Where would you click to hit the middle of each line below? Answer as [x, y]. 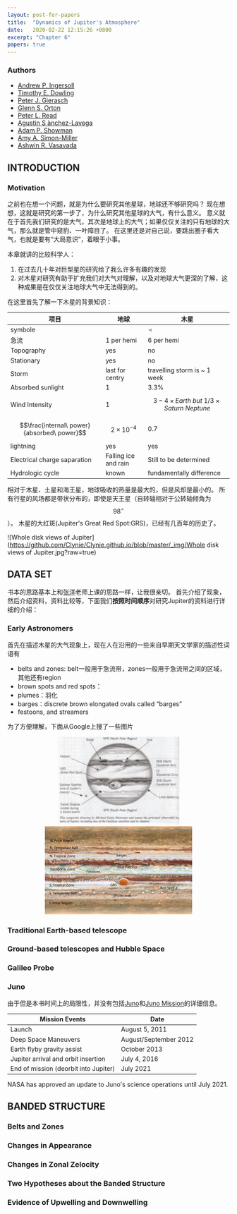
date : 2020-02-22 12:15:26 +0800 [60, 30]
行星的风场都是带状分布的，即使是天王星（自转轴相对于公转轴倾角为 [112, 498]
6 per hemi [164, 340]
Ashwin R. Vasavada [47, 145]
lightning [23, 446]
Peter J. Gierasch [43, 101]
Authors [22, 71]
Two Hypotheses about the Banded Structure [86, 1184]
